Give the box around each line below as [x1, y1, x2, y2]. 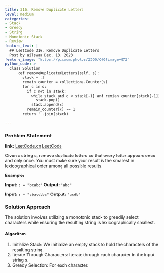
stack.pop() [36, 98, 60, 103]
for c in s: [22, 84, 47, 89]
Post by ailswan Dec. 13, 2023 [9, 52, 73, 58]
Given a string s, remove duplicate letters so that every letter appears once [5, 152, 156, 158]
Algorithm [5, 231, 26, 236]
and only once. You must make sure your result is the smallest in [5, 157, 135, 163]
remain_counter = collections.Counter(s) [22, 79, 108, 84]
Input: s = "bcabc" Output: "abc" [5, 181, 72, 188]
